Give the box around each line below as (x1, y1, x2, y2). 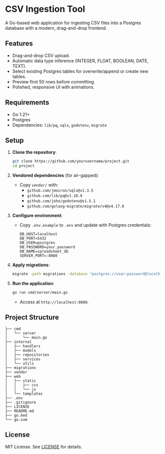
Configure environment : (12, 212, 63, 218)
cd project (12, 164, 35, 168)
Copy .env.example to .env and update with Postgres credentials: (19, 222, 152, 228)
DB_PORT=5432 (19, 236, 47, 241)
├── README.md (5, 409, 34, 413)
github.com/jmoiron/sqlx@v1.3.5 (27, 188, 94, 193)
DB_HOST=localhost (19, 232, 58, 237)
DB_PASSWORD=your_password (19, 245, 75, 250)
